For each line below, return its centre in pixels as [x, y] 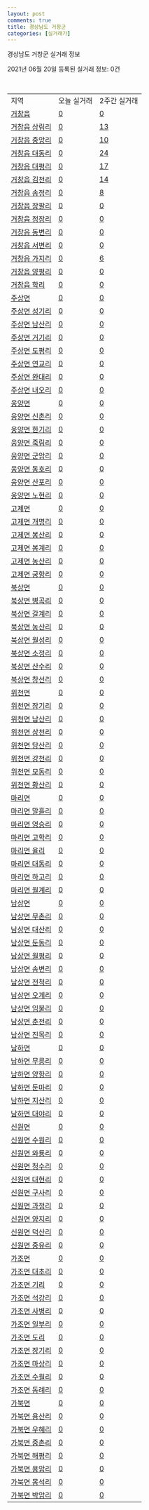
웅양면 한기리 [31, 430]
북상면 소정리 [31, 653]
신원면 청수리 [31, 1167]
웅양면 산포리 [31, 483]
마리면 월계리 [31, 890]
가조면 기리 [28, 1285]
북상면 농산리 [31, 627]
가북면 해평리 [31, 1456]
